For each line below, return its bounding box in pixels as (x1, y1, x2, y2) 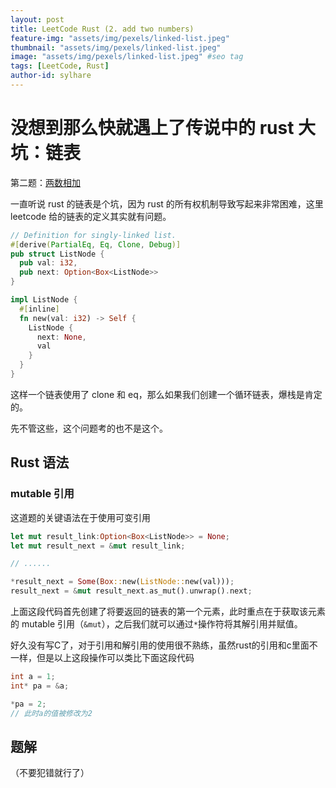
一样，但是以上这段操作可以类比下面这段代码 (10, 652, 195, 663)
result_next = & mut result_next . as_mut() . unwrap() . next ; (10, 586, 253, 596)
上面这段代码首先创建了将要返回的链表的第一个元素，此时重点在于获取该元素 (10, 606, 326, 617)
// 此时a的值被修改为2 (10, 708, 93, 718)
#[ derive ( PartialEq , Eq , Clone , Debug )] (10, 239, 182, 250)
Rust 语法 (10, 454, 70, 471)
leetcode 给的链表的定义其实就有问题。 (10, 210, 172, 222)
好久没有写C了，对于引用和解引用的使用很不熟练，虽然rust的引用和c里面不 (10, 639, 318, 651)
